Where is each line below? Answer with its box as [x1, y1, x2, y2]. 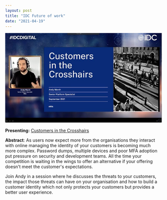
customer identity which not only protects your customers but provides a [5, 184, 155, 190]
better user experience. [5, 190, 53, 196]
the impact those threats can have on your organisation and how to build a [5, 179, 158, 185]
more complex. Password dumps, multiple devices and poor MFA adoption [5, 148, 158, 154]
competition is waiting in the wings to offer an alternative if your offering [5, 159, 153, 165]
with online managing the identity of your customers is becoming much [5, 143, 151, 149]
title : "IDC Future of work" [5, 13, 66, 18]
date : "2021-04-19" [5, 18, 46, 23]
